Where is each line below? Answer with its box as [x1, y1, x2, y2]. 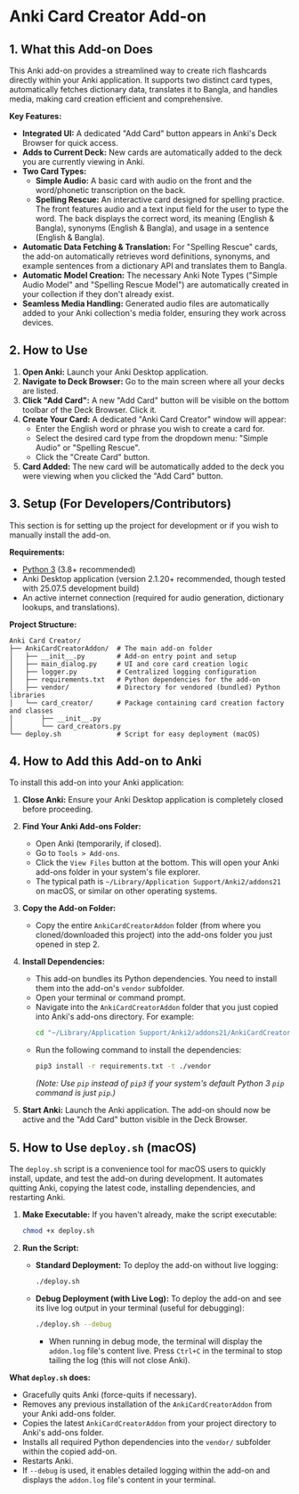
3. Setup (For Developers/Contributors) [9, 497, 231, 512]
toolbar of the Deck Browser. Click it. [21, 404, 158, 415]
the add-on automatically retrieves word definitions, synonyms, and [21, 251, 271, 262]
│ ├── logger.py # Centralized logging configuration [9, 667, 256, 676]
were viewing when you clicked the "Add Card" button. [21, 470, 224, 481]
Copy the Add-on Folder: [21, 903, 117, 914]
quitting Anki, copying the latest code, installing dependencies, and [9, 1183, 256, 1193]
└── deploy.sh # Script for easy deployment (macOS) [9, 730, 261, 739]
